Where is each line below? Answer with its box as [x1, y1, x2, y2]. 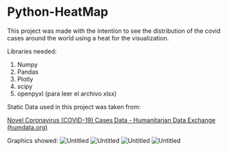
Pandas [16, 68, 39, 76]
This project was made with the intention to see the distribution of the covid [7, 27, 221, 35]
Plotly [16, 74, 34, 83]
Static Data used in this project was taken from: [7, 102, 141, 111]
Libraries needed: [7, 47, 57, 55]
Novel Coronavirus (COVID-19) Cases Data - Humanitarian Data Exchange [7, 115, 216, 124]
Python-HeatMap [7, 4, 108, 20]
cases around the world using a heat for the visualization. [7, 33, 169, 42]
